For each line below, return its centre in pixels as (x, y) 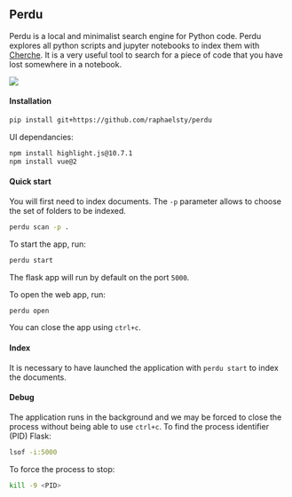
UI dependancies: (41, 137)
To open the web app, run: (58, 294)
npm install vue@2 (43, 162)
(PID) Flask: (30, 436)
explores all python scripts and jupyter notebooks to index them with (134, 45)
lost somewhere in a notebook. (66, 64)
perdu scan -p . (39, 227)
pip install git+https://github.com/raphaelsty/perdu (111, 120)
